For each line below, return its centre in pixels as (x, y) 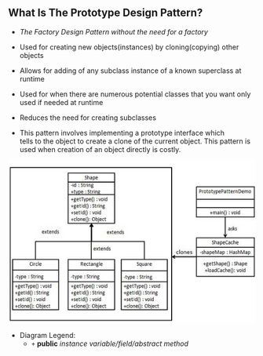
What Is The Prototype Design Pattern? (106, 13)
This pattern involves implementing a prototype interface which (122, 133)
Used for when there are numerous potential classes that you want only (135, 94)
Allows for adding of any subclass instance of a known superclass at (130, 71)
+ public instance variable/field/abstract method (110, 343)
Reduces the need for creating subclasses (88, 118)
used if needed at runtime (61, 102)
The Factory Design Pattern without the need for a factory (113, 31)
